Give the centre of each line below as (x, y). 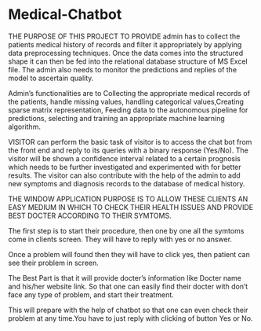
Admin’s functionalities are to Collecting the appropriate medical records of (129, 93)
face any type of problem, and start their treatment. (91, 294)
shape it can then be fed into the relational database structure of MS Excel (128, 61)
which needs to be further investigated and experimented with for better (125, 167)
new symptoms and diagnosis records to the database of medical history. (127, 183)
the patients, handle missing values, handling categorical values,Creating (126, 101)
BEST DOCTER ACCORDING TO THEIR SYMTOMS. (90, 215)
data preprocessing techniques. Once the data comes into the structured (126, 53)
